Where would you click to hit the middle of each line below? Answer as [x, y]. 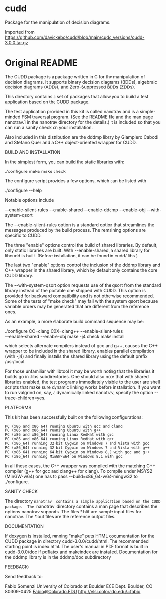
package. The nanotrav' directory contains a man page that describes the [81, 506]
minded [13, 117]
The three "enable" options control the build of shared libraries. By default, [81, 245]
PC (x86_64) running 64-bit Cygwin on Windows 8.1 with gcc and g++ [77, 452]
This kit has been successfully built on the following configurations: [74, 417]
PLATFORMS [18, 407]
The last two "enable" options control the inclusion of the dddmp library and [83, 265]
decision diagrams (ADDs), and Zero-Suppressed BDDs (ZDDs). [70, 87]
